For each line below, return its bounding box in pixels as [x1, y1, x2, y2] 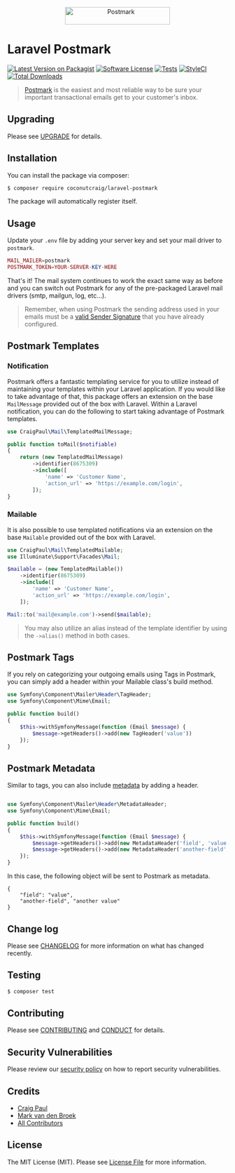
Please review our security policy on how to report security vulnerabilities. [7, 1065, 221, 1073]
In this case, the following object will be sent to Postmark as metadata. [7, 872, 211, 880]
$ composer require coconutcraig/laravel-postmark [7, 185, 158, 192]
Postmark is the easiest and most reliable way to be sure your [24, 85, 202, 94]
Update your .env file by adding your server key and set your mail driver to [7, 236, 222, 245]
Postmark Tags [7, 651, 75, 663]
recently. [7, 948, 33, 957]
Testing [7, 969, 41, 981]
